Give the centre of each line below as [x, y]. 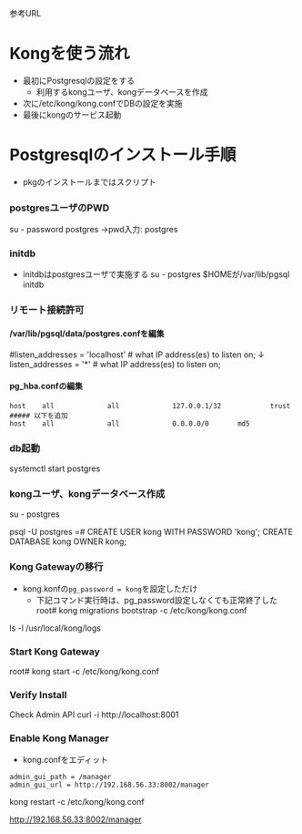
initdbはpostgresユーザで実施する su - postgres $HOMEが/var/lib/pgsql [156, 274]
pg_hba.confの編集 [46, 386]
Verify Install [38, 695]
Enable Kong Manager [59, 738]
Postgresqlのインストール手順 [123, 155]
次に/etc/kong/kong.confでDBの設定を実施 [102, 103]
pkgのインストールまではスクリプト [90, 181]
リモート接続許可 [47, 310]
